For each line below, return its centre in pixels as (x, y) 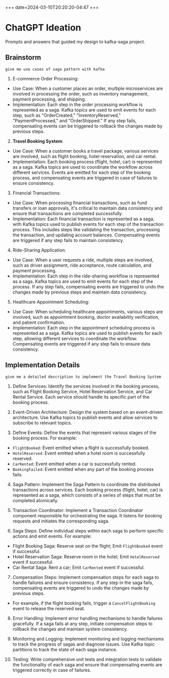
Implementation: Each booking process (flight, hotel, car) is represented (87, 162)
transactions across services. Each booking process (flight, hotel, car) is (88, 490)
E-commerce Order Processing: (46, 78)
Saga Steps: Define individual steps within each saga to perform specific (88, 530)
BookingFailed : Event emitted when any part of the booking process (83, 469)
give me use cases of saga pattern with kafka (55, 69)
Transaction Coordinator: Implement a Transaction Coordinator (78, 510)
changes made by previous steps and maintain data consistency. (80, 292)
